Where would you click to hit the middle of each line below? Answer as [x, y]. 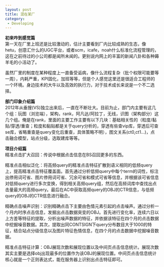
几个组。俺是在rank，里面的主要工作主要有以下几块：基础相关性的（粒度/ [79, 120]
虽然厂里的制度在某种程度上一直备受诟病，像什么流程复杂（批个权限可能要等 [82, 73]
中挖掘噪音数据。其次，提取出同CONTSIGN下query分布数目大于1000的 [76, 225]
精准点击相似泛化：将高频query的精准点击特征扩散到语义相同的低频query [79, 165]
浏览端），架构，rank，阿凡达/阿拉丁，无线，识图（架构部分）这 [95, 114]
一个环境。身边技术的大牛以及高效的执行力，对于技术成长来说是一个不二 [78, 85]
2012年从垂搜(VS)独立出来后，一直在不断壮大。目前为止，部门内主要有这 [79, 108]
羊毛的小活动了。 [22, 62]
